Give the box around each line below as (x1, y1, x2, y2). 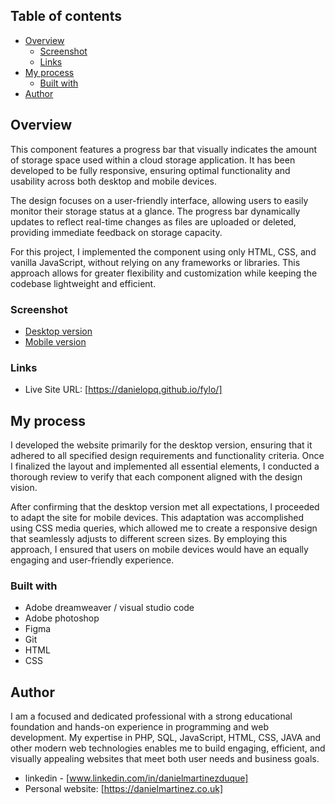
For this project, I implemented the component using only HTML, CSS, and (10, 245, 317, 258)
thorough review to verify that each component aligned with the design (10, 471, 303, 483)
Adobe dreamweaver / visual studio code (24, 602, 195, 614)
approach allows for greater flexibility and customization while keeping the (10, 267, 318, 279)
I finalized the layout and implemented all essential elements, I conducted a (10, 460, 320, 473)
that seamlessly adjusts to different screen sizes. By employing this (10, 533, 288, 545)
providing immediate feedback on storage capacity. (10, 226, 223, 238)
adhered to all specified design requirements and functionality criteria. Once (10, 450, 325, 462)
